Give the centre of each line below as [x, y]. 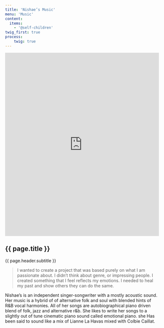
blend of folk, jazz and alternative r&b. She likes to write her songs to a [76, 310]
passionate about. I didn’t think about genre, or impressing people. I [85, 275]
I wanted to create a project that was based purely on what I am [81, 270]
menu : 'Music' [20, 14]
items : [16, 23]
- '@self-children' [34, 28]
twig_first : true [23, 32]
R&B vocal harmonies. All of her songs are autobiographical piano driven [78, 306]
